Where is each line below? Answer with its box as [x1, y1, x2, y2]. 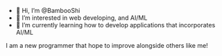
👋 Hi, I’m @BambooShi [15, 7, 80, 14]
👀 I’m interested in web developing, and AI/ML [15, 14, 148, 22]
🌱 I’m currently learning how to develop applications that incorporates [15, 21, 216, 29]
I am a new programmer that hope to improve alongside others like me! [6, 42, 208, 49]
